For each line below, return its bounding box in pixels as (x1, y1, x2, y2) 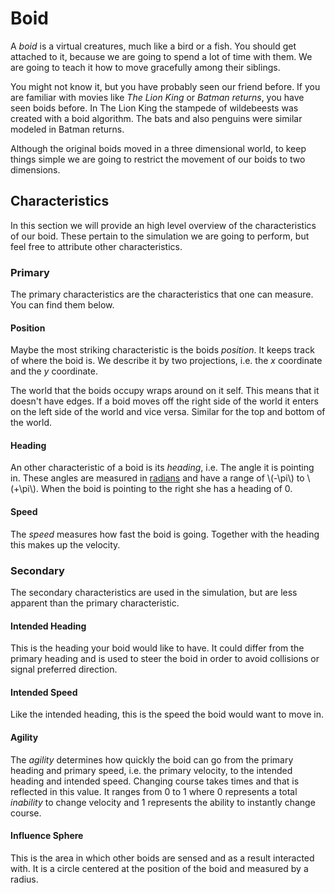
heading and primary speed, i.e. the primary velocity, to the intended (10, 764, 293, 776)
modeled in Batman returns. (10, 123, 125, 135)
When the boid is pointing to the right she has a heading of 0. (40, 483, 293, 495)
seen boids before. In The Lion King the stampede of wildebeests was (10, 102, 299, 114)
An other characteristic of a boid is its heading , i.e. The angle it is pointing (10, 462, 315, 474)
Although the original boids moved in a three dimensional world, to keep (10, 142, 307, 154)
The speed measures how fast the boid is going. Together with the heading (10, 528, 320, 540)
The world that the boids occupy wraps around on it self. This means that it (10, 385, 320, 397)
